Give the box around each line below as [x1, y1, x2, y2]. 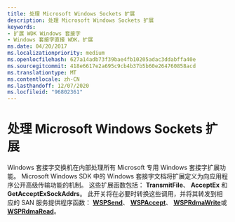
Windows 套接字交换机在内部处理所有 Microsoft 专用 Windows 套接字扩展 [7, 163, 220, 172]
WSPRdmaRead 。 [7, 207, 60, 216]
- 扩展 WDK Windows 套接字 [7, 30, 81, 37]
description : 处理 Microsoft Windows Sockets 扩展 [7, 17, 154, 24]
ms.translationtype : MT [7, 69, 77, 76]
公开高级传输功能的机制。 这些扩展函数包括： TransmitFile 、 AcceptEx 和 [13, 181, 228, 190]
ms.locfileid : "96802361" [7, 89, 83, 96]
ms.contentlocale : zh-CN [7, 75, 80, 83]
